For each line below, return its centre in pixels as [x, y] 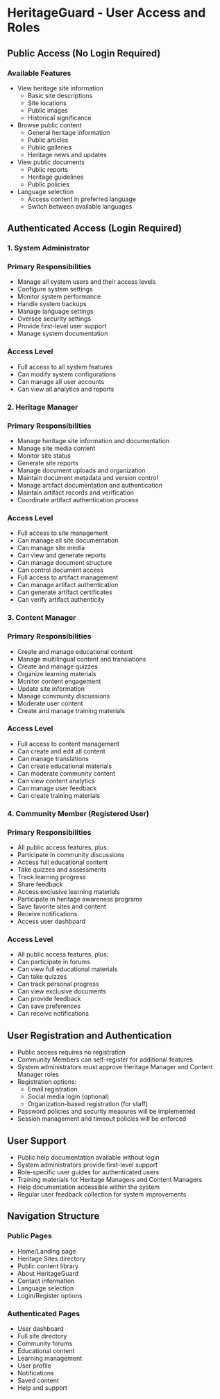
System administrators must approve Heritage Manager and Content [115, 1067]
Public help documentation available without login [88, 1157]
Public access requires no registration [71, 1053]
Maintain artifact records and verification [75, 493]
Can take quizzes [42, 977]
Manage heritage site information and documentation [93, 441]
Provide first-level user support [62, 326]
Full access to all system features [65, 367]
